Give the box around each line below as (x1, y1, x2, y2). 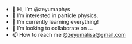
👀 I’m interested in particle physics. (11, 12, 99, 19)
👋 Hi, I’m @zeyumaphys (11, 6, 70, 12)
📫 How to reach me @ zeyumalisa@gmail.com (11, 32, 127, 38)
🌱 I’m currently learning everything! (11, 18, 99, 25)
